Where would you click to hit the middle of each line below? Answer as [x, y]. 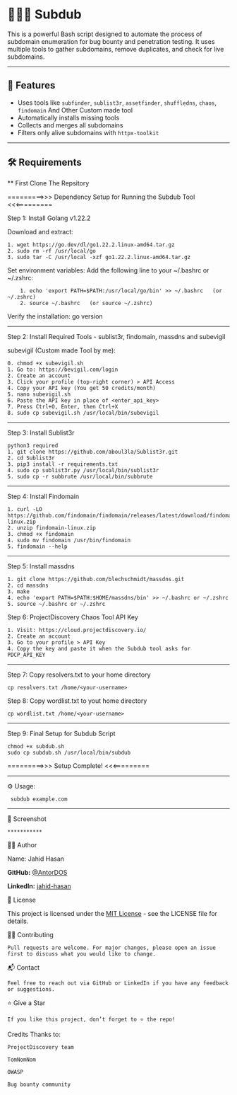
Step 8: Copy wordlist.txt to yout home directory [77, 701]
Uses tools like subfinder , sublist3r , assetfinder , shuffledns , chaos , [117, 103]
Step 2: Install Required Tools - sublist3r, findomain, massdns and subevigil [116, 336]
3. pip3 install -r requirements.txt [63, 464]
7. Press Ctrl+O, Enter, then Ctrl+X [63, 406]
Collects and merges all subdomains [70, 125]
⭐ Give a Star [26, 1003]
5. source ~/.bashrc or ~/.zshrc [56, 604]
